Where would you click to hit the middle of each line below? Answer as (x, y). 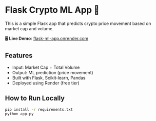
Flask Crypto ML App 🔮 (52, 10)
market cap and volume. (29, 28)
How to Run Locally (35, 98)
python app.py (19, 114)
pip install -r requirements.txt (39, 109)
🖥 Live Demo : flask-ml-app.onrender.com (47, 38)
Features (19, 56)
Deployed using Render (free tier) (46, 83)
